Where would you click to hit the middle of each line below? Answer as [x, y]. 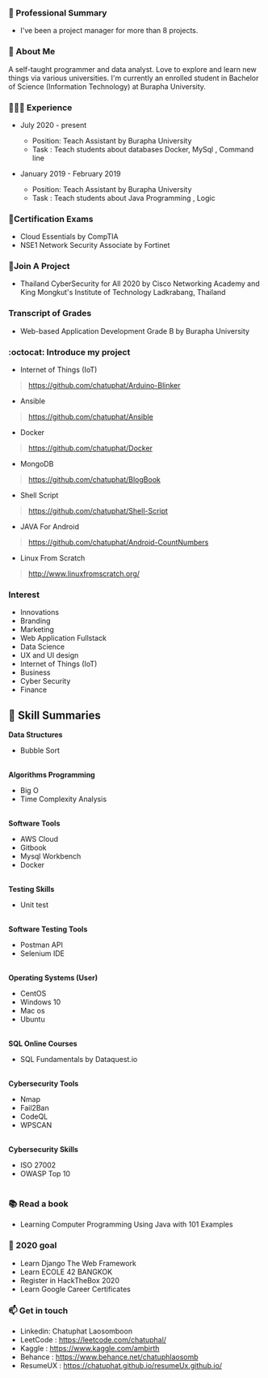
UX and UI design [49, 655]
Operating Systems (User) [53, 978]
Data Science [42, 646]
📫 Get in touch [38, 1310]
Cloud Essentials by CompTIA [69, 237]
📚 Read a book [38, 1204]
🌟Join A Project [39, 267]
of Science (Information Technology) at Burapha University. [107, 86]
